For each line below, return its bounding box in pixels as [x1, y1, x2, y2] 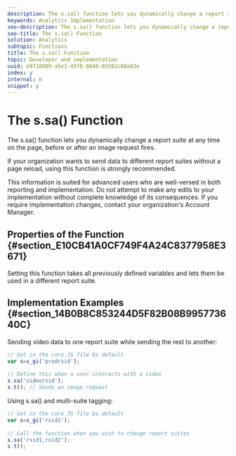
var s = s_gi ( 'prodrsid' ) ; [7, 357, 80, 365]
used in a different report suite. [7, 277, 97, 285]
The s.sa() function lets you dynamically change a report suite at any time [7, 136, 221, 144]
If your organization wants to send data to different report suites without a [7, 157, 221, 165]
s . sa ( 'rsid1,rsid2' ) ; [7, 436, 71, 443]
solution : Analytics [7, 37, 68, 44]
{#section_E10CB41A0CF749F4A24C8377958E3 [7, 239, 226, 251]
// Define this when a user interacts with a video [7, 371, 162, 378]
